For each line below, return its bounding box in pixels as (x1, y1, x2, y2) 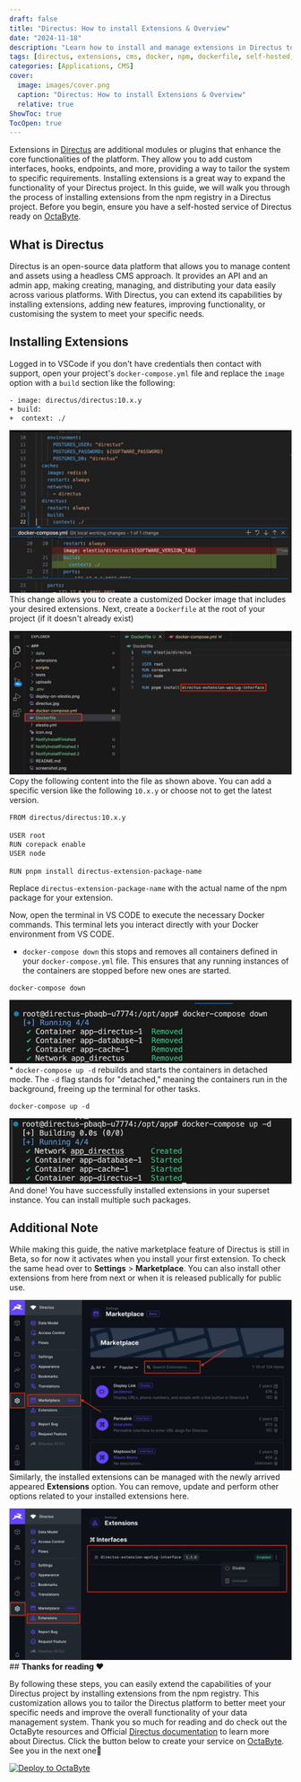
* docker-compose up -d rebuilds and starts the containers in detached (9, 1064, 269, 1076)
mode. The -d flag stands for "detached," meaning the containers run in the (9, 1074, 288, 1085)
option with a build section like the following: (9, 377, 176, 388)
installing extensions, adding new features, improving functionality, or (9, 299, 266, 310)
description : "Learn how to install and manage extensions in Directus (9, 43, 282, 52)
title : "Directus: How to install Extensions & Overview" (9, 23, 230, 33)
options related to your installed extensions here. (9, 1490, 190, 1502)
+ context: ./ (9, 414, 66, 423)
